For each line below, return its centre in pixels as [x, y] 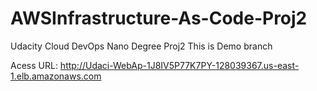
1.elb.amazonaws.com [56, 76]
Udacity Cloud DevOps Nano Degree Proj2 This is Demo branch [141, 46]
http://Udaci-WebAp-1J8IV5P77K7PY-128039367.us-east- [179, 65]
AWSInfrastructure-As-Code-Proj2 [159, 18]
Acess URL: [34, 65]
